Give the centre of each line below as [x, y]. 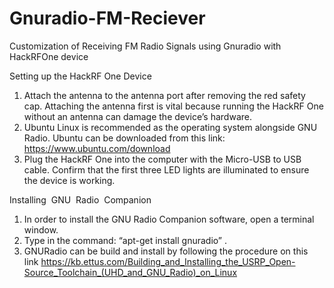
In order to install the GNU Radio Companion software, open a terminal [169, 219]
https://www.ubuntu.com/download [97, 148]
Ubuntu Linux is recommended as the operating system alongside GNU [170, 127]
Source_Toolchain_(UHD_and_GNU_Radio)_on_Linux [130, 272]
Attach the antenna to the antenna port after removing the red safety [164, 95]
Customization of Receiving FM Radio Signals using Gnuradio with [145, 46]
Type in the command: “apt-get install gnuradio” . [125, 240]
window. [41, 229]
